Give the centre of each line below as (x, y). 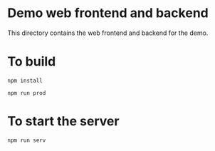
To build (32, 62)
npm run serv (27, 140)
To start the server (63, 121)
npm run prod (27, 93)
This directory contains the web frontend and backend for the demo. (108, 33)
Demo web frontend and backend (108, 13)
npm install (25, 80)
